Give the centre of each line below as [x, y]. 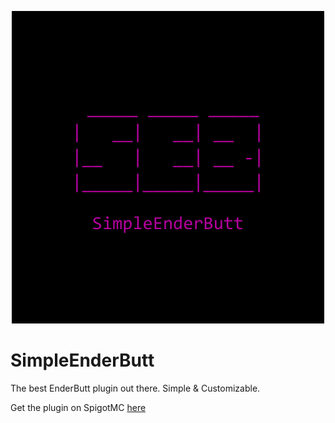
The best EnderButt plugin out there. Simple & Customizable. [135, 388]
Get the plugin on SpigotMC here [78, 407]
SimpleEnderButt [82, 360]
